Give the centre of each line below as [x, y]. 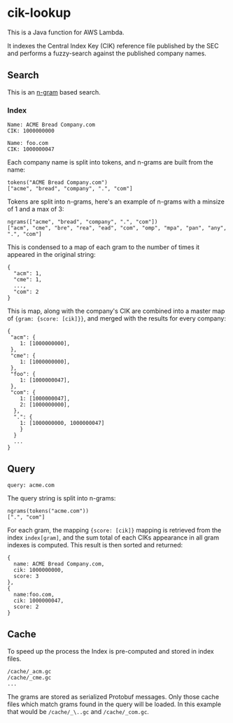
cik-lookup [39, 13]
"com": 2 [26, 292]
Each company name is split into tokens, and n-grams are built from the [110, 162]
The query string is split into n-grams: [62, 498]
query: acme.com [31, 485]
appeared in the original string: [51, 255]
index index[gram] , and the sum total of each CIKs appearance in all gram [113, 538]
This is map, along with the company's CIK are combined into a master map [116, 311]
